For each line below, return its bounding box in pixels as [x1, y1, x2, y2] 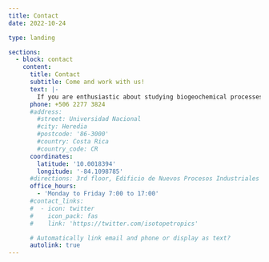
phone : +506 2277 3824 [29, 100, 106, 108]
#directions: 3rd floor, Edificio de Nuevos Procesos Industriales [29, 175, 260, 183]
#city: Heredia [37, 123, 88, 131]
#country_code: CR [37, 145, 98, 153]
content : [22, 63, 52, 71]
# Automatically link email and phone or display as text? [29, 234, 231, 242]
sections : [8, 48, 42, 56]
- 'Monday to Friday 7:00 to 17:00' [37, 190, 159, 198]
